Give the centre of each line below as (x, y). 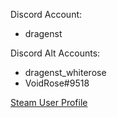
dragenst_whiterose (65, 72)
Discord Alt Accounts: (55, 53)
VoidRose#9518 (57, 83)
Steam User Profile (49, 102)
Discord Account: (46, 14)
